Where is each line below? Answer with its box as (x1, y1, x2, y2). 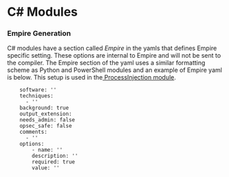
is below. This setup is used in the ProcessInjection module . (7, 73, 177, 82)
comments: (19, 128, 48, 136)
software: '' (19, 86, 57, 93)
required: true (32, 158, 76, 165)
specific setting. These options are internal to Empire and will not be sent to (7, 51, 221, 60)
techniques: (19, 93, 54, 99)
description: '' (32, 152, 78, 160)
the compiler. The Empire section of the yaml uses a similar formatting (7, 59, 206, 67)
